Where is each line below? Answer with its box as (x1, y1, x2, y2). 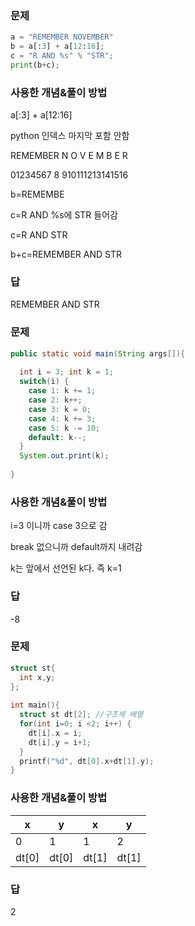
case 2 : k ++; (28, 395, 83, 406)
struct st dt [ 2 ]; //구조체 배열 (19, 710, 144, 720)
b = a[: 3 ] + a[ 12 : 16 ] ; (10, 42, 105, 52)
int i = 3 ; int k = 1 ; (19, 367, 114, 377)
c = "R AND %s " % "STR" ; (10, 51, 114, 61)
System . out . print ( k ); (19, 451, 110, 461)
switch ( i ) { (19, 377, 70, 387)
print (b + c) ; (10, 60, 60, 70)
